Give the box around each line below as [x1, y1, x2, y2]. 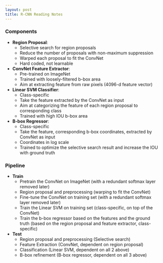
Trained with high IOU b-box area [19, 113, 88, 119]
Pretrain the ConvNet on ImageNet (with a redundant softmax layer [19, 178, 156, 184]
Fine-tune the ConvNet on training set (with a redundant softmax [19, 194, 152, 200]
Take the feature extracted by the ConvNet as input [19, 97, 124, 103]
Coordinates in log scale [19, 139, 69, 145]
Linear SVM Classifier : [12, 87, 60, 92]
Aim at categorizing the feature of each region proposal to [19, 102, 138, 108]
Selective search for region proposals [19, 44, 96, 50]
